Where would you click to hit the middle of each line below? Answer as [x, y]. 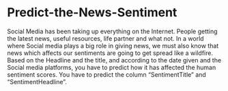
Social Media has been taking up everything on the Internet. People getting [112, 31]
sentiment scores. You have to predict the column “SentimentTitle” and [106, 74]
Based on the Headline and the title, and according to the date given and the [114, 60]
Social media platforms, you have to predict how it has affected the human [112, 67]
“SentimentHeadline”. [37, 81]
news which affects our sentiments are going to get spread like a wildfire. [110, 53]
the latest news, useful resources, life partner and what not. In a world [105, 38]
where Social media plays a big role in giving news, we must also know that [113, 45]
